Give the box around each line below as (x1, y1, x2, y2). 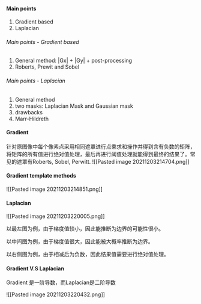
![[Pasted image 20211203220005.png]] (6, 212, 105, 220)
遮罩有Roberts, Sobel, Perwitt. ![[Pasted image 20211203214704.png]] (16, 158, 190, 165)
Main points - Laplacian (6, 77, 66, 84)
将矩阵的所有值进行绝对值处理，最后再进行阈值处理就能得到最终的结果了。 (6, 150, 190, 158)
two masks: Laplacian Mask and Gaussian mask (14, 102, 133, 110)
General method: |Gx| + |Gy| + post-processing (14, 57, 133, 64)
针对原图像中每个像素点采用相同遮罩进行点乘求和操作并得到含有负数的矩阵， (6, 143, 196, 150)
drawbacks (14, 108, 43, 116)
